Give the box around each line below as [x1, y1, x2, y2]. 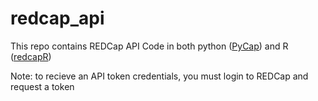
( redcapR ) [10, 50, 52, 62]
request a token [10, 80, 75, 92]
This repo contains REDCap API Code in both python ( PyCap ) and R [10, 40, 289, 52]
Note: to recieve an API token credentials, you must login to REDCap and [10, 70, 309, 82]
